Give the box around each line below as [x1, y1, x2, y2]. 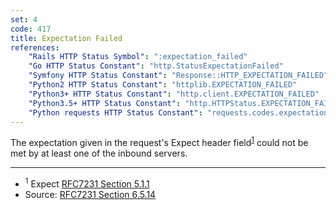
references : [10, 42, 60, 53]
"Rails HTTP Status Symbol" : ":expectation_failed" [28, 52, 248, 62]
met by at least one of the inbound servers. [10, 147, 188, 160]
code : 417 [10, 24, 52, 34]
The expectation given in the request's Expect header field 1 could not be [10, 135, 309, 149]
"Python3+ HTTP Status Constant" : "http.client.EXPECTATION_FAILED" [28, 89, 320, 99]
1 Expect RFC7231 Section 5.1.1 [24, 176, 150, 190]
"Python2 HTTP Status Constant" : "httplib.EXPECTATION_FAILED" [28, 80, 298, 90]
